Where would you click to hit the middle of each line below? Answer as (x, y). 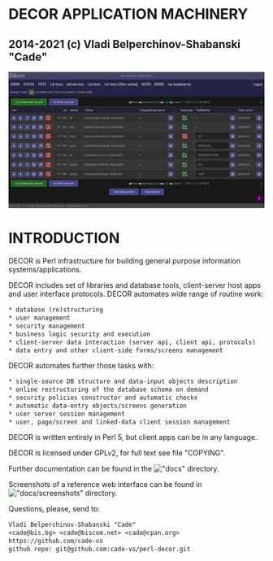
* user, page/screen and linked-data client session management (119, 422)
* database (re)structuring (56, 310)
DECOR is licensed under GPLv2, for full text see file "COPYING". (117, 453)
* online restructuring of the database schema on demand (108, 389)
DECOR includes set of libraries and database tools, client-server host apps (135, 285)
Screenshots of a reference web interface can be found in (105, 484)
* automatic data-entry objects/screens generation (97, 406)
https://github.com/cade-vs (56, 541)
